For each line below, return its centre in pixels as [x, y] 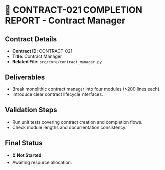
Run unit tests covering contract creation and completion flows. [77, 122]
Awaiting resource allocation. [42, 162]
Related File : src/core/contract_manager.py [57, 61]
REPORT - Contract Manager [65, 21]
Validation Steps [31, 110]
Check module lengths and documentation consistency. [69, 127]
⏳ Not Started [27, 155]
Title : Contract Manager [37, 56]
